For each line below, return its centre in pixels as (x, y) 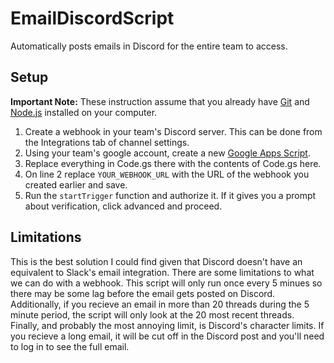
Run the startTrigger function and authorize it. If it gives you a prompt (170, 195)
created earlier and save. (76, 184)
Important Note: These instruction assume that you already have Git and (160, 101)
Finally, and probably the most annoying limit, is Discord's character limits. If (167, 325)
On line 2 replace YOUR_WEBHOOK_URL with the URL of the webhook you (167, 174)
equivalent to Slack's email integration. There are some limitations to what (162, 272)
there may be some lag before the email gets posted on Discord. (142, 293)
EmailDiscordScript (92, 18)
